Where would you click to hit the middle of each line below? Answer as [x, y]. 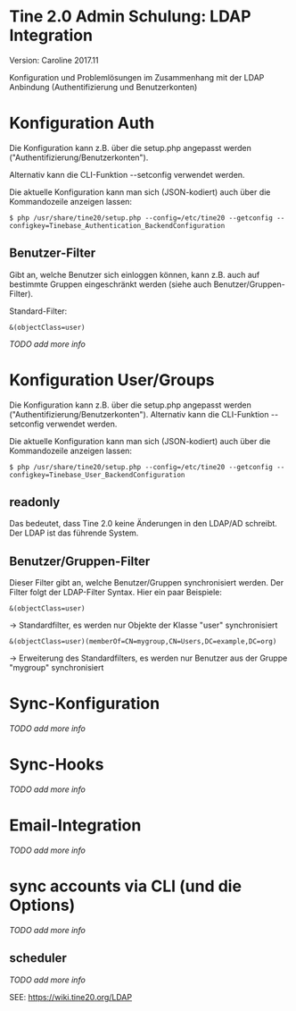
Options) [42, 906]
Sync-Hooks [57, 765]
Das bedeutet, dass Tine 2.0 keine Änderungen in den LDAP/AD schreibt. [144, 524]
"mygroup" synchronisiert [57, 668]
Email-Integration [75, 826]
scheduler [38, 958]
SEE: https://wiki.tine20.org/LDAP [70, 997]
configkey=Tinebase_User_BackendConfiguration [97, 475]
